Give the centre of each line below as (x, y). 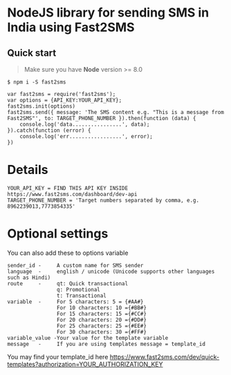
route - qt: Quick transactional (68, 283)
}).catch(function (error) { (49, 131)
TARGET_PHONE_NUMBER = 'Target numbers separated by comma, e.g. (103, 200)
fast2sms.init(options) (41, 106)
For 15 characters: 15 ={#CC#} (102, 314)
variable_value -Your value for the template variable (88, 338)
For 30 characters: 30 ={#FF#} (102, 332)
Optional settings (58, 234)
